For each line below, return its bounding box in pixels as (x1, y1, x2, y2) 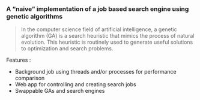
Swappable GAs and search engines (14, 87, 105, 95)
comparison (14, 74, 45, 82)
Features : (6, 56, 31, 64)
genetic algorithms (6, 12, 63, 20)
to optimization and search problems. (20, 45, 114, 52)
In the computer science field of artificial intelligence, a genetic (20, 26, 177, 33)
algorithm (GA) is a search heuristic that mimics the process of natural (20, 32, 195, 40)
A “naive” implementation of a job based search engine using (6, 5, 189, 13)
